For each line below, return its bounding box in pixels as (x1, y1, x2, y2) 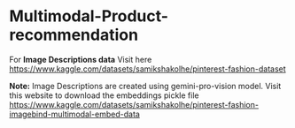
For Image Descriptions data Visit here (9, 54, 152, 64)
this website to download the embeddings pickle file (9, 90, 199, 101)
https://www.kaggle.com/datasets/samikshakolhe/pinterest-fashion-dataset (9, 64, 286, 74)
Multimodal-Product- (9, 6, 169, 26)
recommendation (9, 25, 139, 45)
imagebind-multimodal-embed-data (9, 109, 140, 119)
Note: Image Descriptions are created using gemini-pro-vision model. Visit (9, 80, 282, 91)
